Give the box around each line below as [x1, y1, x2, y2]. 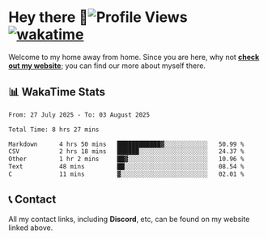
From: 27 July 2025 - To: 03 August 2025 [8, 110, 151, 119]
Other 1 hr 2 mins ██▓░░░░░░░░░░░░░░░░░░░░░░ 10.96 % [8, 155, 245, 164]
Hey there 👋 [8, 8, 89, 27]
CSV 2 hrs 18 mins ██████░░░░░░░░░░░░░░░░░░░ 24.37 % [8, 147, 245, 156]
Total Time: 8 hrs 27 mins [8, 126, 100, 134]
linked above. [8, 223, 53, 233]
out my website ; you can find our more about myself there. [8, 61, 206, 70]
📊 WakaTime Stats [8, 85, 106, 99]
